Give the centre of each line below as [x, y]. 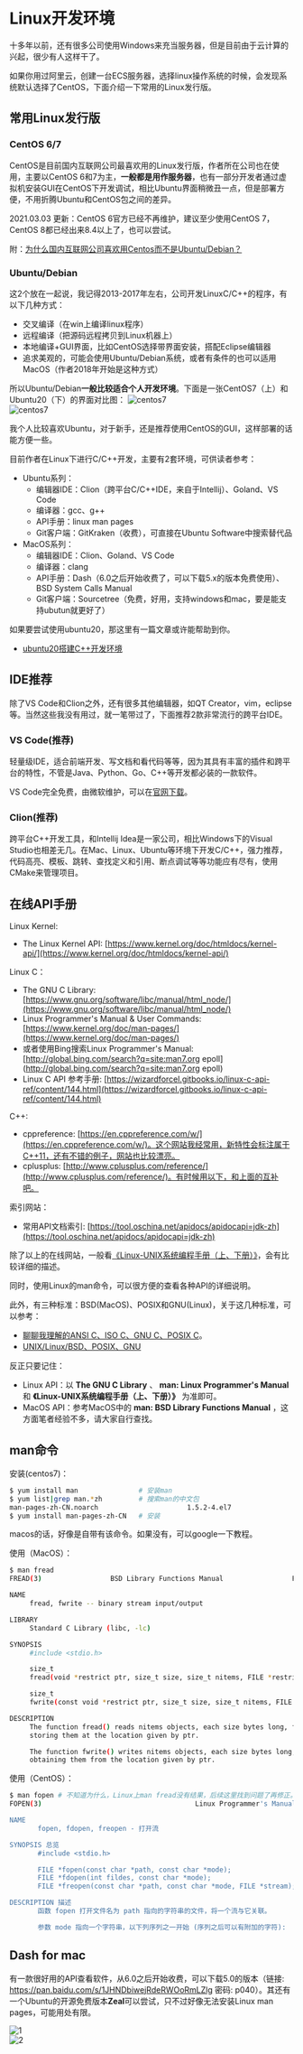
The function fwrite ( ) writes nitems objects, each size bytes [151, 1752]
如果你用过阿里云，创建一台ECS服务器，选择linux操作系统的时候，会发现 [144, 75]
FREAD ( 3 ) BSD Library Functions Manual [116, 1579]
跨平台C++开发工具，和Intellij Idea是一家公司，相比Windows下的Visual [141, 839]
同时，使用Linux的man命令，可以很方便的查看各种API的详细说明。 [133, 1286]
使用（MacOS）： [41, 1553]
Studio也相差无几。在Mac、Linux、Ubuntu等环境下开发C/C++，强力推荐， [148, 850]
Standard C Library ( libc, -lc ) [90, 1628]
